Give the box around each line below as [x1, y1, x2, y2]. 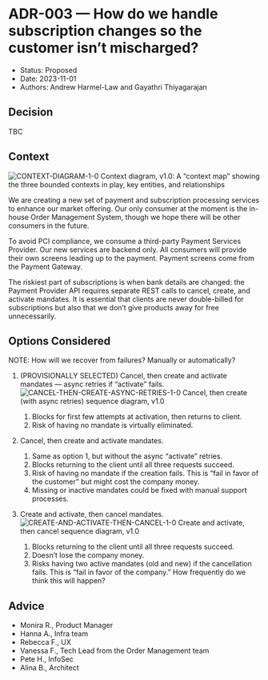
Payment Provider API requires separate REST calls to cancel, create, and [8, 286, 250, 295]
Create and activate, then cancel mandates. [19, 510, 164, 519]
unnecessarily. [8, 311, 57, 321]
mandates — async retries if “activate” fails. [19, 379, 165, 389]
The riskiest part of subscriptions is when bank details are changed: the [8, 277, 246, 286]
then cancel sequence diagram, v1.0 [19, 526, 140, 536]
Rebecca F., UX [19, 638, 72, 647]
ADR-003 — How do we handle [8, 5, 218, 23]
